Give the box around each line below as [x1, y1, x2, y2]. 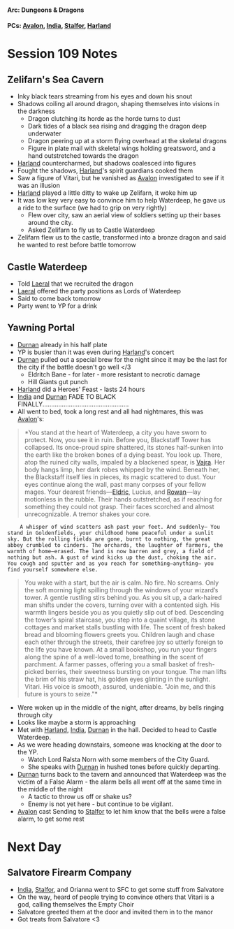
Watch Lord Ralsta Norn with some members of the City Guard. [27, 755, 210, 763]
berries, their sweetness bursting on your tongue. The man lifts [45, 667, 227, 675]
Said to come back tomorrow [17, 294, 101, 302]
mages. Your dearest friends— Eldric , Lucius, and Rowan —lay [24, 488, 201, 496]
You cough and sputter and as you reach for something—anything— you [7, 559, 214, 567]
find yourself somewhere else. [7, 566, 98, 573]
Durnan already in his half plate [17, 340, 108, 349]
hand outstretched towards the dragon [27, 152, 139, 160]
